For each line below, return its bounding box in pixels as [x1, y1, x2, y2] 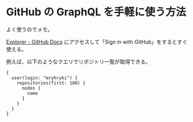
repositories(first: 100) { [17, 80, 86, 86]
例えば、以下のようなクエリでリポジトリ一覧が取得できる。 [6, 58, 151, 65]
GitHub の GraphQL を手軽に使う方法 [6, 5, 187, 19]
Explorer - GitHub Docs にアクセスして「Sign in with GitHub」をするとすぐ [6, 38, 188, 45]
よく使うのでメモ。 [6, 26, 53, 33]
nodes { [21, 85, 41, 91]
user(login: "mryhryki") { [11, 74, 78, 81]
